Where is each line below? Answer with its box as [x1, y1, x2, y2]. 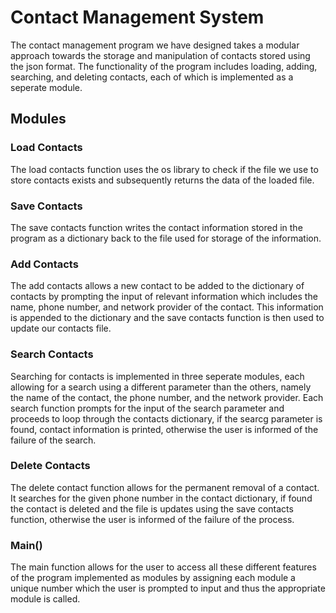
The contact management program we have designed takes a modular [10, 39, 300, 51]
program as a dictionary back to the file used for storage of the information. [10, 232, 322, 244]
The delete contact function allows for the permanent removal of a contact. [10, 481, 320, 493]
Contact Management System [10, 6, 265, 29]
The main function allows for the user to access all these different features [10, 561, 317, 573]
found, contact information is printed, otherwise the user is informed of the [10, 423, 319, 435]
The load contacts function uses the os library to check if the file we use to [10, 163, 319, 175]
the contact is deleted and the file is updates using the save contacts [10, 502, 294, 515]
